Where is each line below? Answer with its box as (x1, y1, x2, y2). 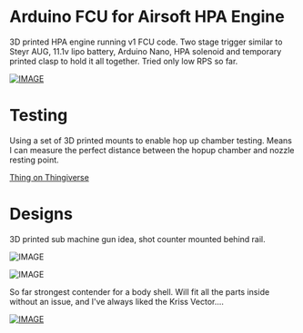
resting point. (9, 154, 59, 165)
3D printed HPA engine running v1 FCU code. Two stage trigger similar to (9, 36, 283, 47)
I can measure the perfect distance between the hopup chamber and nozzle (9, 144, 295, 155)
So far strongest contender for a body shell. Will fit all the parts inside (9, 286, 270, 297)
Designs (9, 204, 73, 224)
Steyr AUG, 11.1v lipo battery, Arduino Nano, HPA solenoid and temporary (9, 45, 282, 56)
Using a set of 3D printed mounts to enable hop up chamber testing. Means (9, 134, 293, 146)
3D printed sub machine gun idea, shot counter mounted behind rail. (9, 233, 266, 244)
